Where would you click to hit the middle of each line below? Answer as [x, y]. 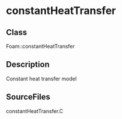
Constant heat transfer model [41, 78]
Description [28, 64]
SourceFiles [28, 97]
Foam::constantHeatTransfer [40, 46]
